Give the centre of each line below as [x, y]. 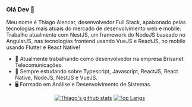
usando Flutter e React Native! [43, 47]
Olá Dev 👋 [21, 9]
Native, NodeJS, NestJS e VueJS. [56, 78]
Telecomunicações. [39, 65]
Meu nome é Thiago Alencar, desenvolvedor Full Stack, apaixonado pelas [96, 22]
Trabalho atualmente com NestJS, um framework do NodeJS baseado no [96, 35]
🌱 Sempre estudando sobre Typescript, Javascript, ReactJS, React [96, 72]
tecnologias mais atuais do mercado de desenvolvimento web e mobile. [94, 28]
